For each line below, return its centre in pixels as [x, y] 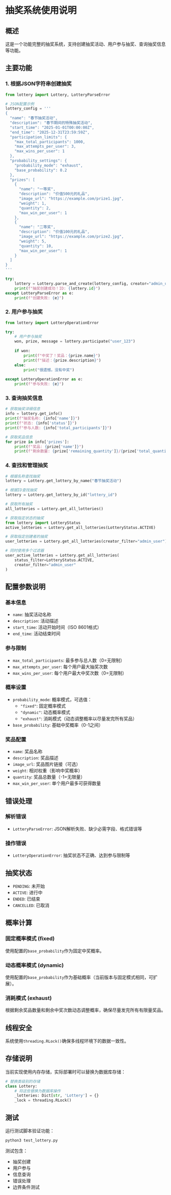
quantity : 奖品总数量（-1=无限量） [49, 777]
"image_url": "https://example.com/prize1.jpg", [71, 199]
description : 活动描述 [35, 621]
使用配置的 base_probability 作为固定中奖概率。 [55, 950]
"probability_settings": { [38, 161]
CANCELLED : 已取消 [31, 905]
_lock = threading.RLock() [43, 1100]
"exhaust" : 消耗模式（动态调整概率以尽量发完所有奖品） [79, 719]
